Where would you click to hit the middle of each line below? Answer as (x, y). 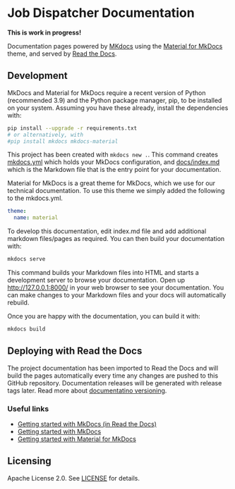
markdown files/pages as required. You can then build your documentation (116, 239)
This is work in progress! (44, 32)
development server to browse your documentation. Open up (96, 280)
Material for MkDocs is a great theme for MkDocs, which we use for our (112, 183)
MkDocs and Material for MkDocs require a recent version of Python (107, 92)
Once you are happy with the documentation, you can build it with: (104, 316)
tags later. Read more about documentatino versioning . (87, 390)
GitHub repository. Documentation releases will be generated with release (115, 383)
